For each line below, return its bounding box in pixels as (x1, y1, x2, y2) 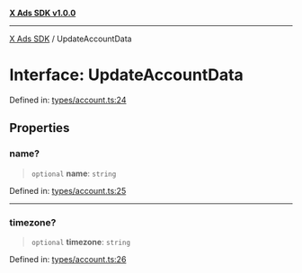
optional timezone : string (31, 236, 131, 247)
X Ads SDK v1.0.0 (9, 8, 76, 18)
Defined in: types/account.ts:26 (9, 253, 127, 264)
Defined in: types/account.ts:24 (9, 94, 127, 105)
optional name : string (31, 168, 117, 179)
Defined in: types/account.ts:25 (9, 185, 127, 196)
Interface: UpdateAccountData (9, 65, 244, 85)
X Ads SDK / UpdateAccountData (9, 33, 132, 44)
